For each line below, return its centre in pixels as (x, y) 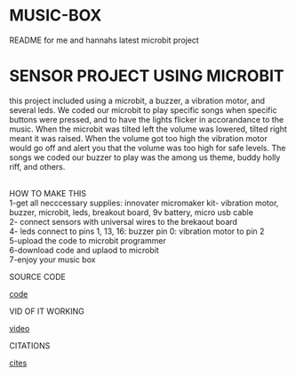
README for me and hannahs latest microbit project (104, 40)
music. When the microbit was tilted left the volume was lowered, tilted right (148, 129)
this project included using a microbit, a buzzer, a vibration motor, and (137, 100)
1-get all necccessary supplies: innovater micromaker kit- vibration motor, (144, 203)
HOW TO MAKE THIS (48, 193)
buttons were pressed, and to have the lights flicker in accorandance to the (147, 119)
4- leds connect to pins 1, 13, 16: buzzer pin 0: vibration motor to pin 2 (137, 231)
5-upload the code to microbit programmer (88, 240)
